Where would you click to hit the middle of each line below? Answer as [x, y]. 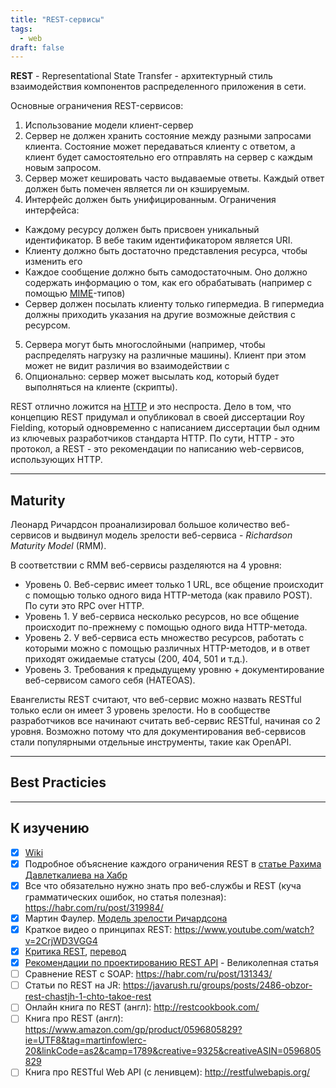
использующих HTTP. [56, 460]
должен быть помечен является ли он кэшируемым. [137, 189]
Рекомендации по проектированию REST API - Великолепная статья [171, 963]
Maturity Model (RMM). [58, 546]
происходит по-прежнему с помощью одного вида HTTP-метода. [166, 627]
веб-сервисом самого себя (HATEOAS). [110, 680]
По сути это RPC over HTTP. [84, 606]
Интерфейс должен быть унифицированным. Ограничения [150, 200]
